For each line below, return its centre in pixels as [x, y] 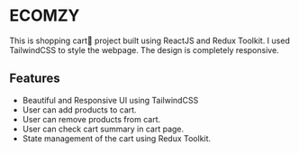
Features [35, 79]
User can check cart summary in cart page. [103, 129]
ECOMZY [45, 16]
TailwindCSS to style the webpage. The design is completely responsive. [144, 49]
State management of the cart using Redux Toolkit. [117, 138]
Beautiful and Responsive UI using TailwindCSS [110, 100]
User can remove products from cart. [91, 119]
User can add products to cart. [79, 110]
